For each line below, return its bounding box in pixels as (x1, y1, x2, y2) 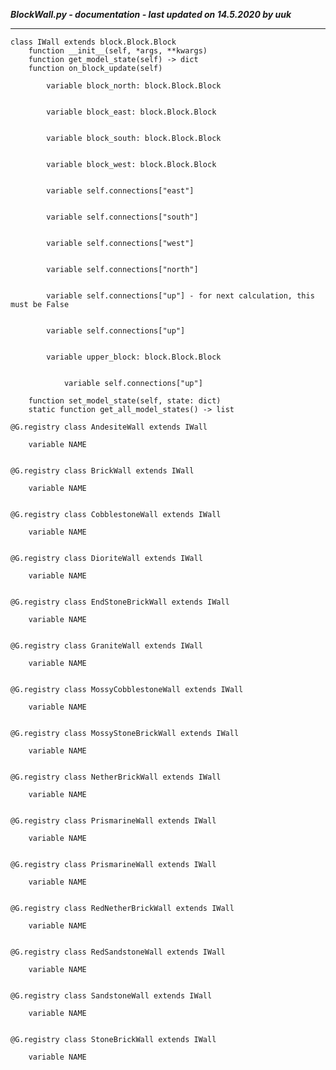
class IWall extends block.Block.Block (10, 37, 177, 47)
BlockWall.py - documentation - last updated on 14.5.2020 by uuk (10, 9, 292, 20)
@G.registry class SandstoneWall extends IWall (10, 991, 213, 1001)
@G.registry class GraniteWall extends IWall (10, 641, 203, 651)
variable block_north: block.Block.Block (46, 81, 222, 91)
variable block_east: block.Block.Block (46, 107, 217, 117)
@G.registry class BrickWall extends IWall (10, 466, 195, 476)
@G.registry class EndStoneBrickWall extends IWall (10, 597, 230, 607)
